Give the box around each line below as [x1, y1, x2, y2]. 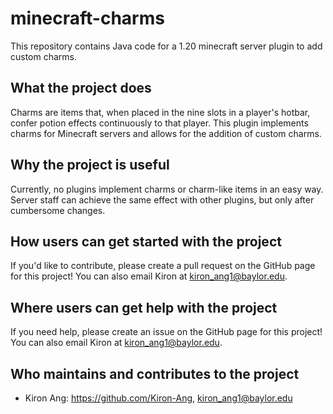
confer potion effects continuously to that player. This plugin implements [10, 117, 309, 129]
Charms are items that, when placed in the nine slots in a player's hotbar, [10, 106, 311, 118]
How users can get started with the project [10, 233, 282, 250]
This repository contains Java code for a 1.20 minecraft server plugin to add [10, 40, 323, 52]
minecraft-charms [10, 7, 165, 30]
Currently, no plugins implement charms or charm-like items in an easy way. [10, 183, 324, 195]
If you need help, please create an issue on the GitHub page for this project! [10, 326, 323, 338]
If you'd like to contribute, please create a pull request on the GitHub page [10, 260, 316, 272]
